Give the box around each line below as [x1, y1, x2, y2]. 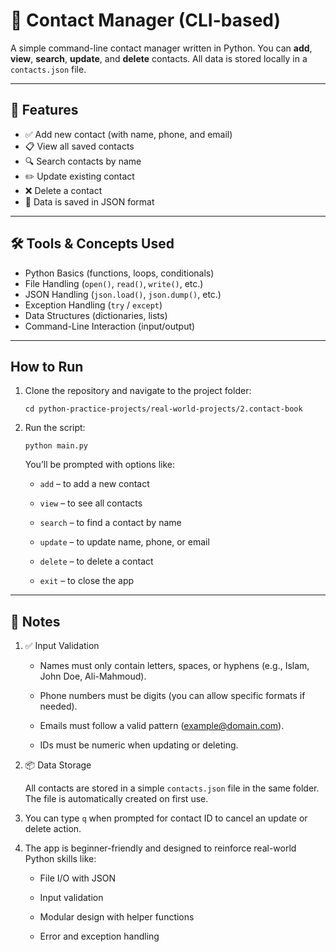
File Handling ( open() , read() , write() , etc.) [24, 277, 204, 289]
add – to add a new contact [39, 478, 150, 490]
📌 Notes [10, 613, 61, 630]
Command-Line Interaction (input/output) [24, 320, 196, 332]
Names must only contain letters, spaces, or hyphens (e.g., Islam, [39, 660, 310, 672]
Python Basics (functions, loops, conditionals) [24, 267, 215, 279]
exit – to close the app [39, 575, 135, 587]
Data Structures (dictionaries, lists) [24, 309, 168, 321]
